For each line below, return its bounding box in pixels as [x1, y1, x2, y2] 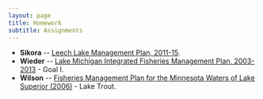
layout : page [8, 11, 51, 20]
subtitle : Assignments [8, 26, 83, 34]
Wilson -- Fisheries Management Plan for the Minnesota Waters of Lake [19, 73, 255, 83]
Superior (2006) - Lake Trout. [19, 82, 116, 91]
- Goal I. [37, 65, 64, 74]
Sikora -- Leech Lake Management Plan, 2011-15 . [19, 48, 181, 58]
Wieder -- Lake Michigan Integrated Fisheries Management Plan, [19, 56, 233, 66]
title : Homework [8, 19, 62, 27]
